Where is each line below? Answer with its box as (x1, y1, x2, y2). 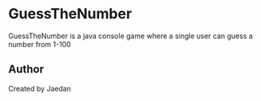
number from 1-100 (8, 39, 72, 49)
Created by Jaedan (8, 84, 72, 93)
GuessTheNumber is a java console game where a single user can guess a (8, 31, 253, 41)
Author (8, 63, 44, 76)
